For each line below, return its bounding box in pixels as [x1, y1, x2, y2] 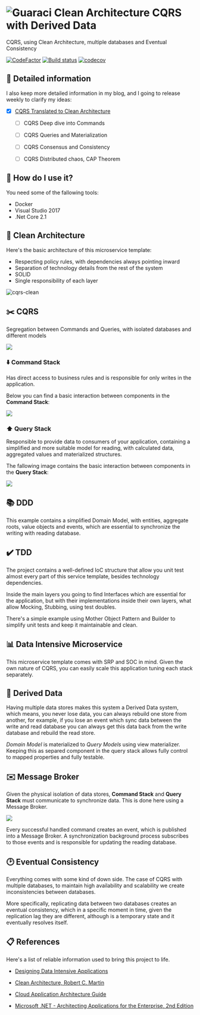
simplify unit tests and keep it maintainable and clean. [6, 621, 138, 628]
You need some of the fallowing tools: [6, 189, 99, 196]
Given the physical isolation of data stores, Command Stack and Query [6, 790, 182, 798]
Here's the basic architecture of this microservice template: [6, 246, 152, 253]
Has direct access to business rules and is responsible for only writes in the [6, 374, 192, 381]
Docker [14, 200, 33, 207]
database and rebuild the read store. [6, 729, 96, 737]
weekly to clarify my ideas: [6, 96, 72, 103]
